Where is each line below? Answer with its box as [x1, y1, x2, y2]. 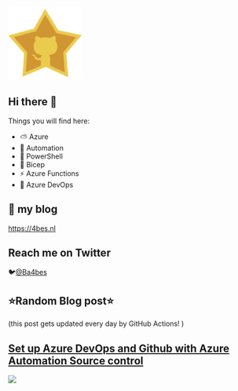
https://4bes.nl [8, 223, 57, 233]
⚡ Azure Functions [19, 168, 80, 178]
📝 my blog [8, 203, 58, 216]
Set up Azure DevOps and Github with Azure [8, 342, 230, 355]
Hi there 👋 [8, 95, 57, 108]
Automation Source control [8, 354, 144, 367]
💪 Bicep [19, 159, 46, 169]
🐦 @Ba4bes [8, 268, 47, 277]
